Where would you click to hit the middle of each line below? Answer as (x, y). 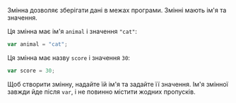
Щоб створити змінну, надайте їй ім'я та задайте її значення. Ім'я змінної (118, 84)
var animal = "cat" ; (38, 44)
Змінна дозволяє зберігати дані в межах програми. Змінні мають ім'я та (117, 10)
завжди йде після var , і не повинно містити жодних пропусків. (101, 92)
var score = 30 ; (31, 71)
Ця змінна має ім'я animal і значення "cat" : (72, 31)
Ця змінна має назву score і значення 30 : (69, 57)
